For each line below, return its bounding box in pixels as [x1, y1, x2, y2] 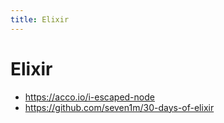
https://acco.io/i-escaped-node [24, 91, 155, 103]
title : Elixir [10, 14, 70, 25]
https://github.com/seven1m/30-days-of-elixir [24, 101, 215, 113]
